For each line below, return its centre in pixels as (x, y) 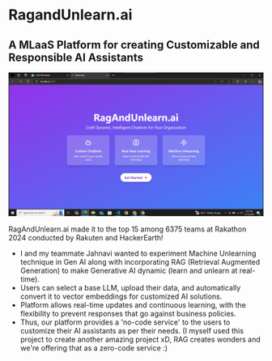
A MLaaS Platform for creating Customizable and (134, 45)
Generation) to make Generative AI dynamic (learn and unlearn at (129, 270)
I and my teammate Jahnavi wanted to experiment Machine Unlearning (138, 253)
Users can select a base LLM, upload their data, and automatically (130, 287)
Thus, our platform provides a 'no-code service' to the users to (125, 322)
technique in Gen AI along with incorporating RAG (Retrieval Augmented (140, 261)
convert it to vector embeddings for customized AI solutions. (121, 296)
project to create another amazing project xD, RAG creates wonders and (140, 339)
